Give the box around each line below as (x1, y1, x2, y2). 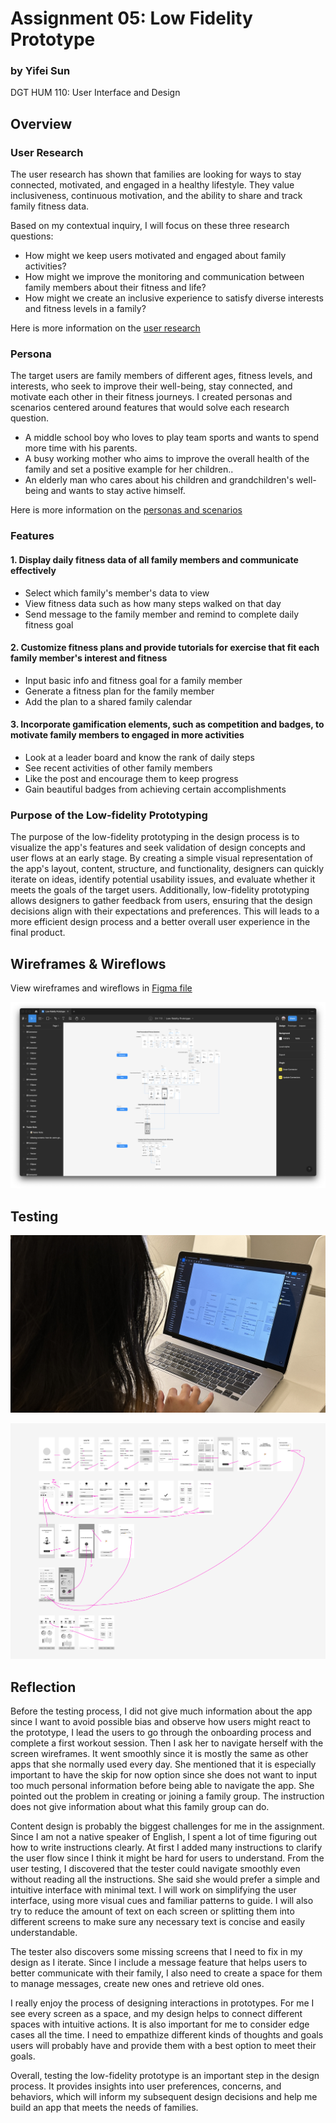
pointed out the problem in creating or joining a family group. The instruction (10, 1790, 325, 1802)
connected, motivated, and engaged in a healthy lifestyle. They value (10, 179, 295, 191)
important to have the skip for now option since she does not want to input (10, 1769, 317, 1781)
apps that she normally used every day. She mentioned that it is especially (10, 1758, 317, 1770)
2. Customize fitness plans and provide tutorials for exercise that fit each (10, 642, 320, 654)
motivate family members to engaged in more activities (10, 729, 245, 741)
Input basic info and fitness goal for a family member (24, 674, 243, 686)
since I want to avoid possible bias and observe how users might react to (10, 1716, 311, 1727)
